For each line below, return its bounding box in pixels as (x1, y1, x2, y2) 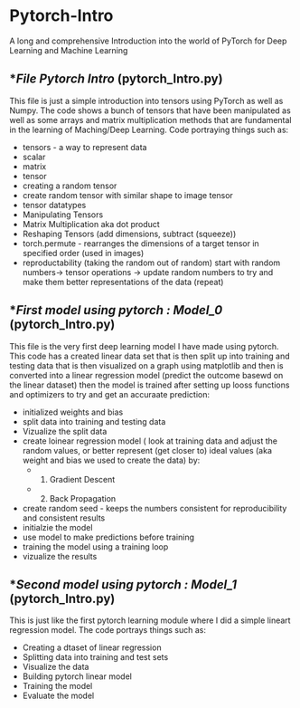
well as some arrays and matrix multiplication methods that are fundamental (9, 114, 292, 125)
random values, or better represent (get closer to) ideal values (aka (22, 445, 273, 455)
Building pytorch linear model (22, 671, 133, 682)
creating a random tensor (22, 180, 117, 191)
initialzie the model (22, 521, 93, 532)
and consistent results (22, 512, 106, 523)
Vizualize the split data (22, 426, 108, 436)
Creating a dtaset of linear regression (22, 642, 162, 653)
